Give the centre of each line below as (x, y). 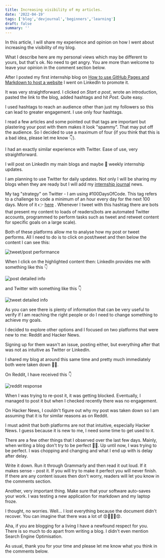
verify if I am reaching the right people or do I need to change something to (82, 315)
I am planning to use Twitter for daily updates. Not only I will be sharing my (81, 179)
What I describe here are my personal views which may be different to (76, 57)
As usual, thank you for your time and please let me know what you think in (81, 546)
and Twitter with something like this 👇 (43, 289)
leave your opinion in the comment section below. (55, 68)
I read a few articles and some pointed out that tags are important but (76, 122)
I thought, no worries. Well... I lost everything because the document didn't (81, 511)
